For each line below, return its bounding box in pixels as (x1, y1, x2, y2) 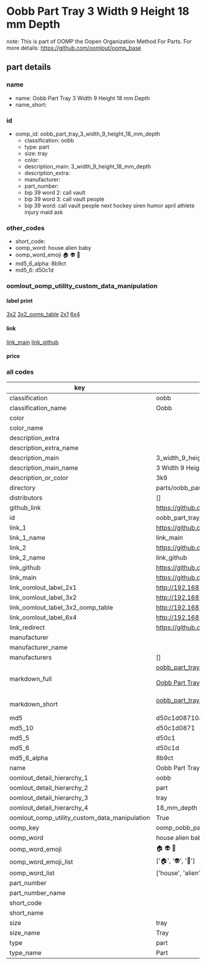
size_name (9, 929, 40, 937)
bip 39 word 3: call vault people (24, 195, 105, 203)
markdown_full (9, 675, 52, 683)
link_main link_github (6, 338, 59, 346)
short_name (9, 909, 44, 917)
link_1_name (9, 533, 46, 542)
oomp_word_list (9, 869, 55, 877)
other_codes (6, 223, 45, 232)
